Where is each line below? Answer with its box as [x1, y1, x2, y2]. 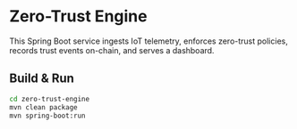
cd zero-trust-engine [9, 94, 90, 103]
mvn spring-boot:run [9, 111, 87, 120]
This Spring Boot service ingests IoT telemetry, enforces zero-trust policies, [9, 36, 288, 46]
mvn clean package [9, 102, 78, 112]
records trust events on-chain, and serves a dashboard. [9, 44, 215, 55]
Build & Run [9, 71, 74, 86]
